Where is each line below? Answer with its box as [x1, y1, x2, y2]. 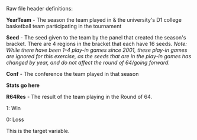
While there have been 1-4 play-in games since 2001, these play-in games [6, 46, 188, 54]
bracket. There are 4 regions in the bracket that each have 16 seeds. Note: [6, 41, 188, 47]
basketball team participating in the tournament [6, 23, 122, 29]
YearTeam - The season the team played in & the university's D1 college [6, 16, 182, 23]
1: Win [6, 105, 21, 111]
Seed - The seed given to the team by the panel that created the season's [6, 34, 186, 41]
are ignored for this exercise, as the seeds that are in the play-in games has [6, 53, 192, 59]
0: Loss [6, 116, 24, 123]
